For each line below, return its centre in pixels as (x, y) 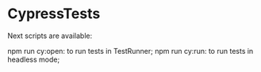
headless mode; (34, 59)
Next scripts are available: (50, 36)
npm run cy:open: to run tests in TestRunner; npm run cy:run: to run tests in (130, 51)
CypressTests (54, 14)
